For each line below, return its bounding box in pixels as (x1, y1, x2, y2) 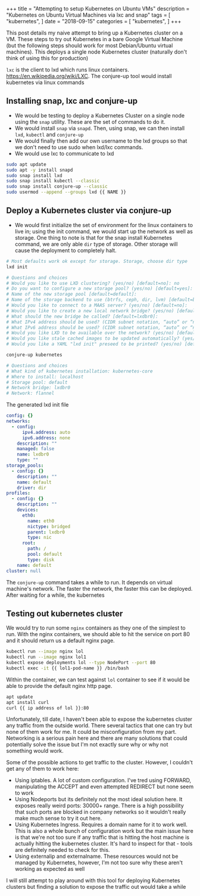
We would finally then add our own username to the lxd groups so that (14, 137, 187, 144)
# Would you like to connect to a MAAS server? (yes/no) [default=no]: (6, 302, 187, 308)
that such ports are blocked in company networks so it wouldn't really (14, 808, 186, 816)
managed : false (17, 446, 55, 452)
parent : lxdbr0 (27, 529, 65, 535)
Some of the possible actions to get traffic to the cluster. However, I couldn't (6, 759, 193, 766)
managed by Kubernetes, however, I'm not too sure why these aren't (14, 859, 183, 866)
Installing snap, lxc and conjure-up (6, 96, 138, 106)
